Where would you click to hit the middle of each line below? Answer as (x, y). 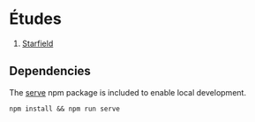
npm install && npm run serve (65, 109)
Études (35, 19)
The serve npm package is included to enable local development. (128, 92)
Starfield (37, 43)
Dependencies (50, 71)
